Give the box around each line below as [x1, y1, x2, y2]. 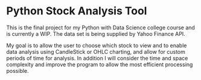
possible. [6, 67, 29, 74]
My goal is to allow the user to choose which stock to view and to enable [6, 42, 187, 49]
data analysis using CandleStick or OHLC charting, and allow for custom [6, 48, 186, 55]
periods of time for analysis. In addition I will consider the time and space [6, 54, 188, 61]
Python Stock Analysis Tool [6, 4, 147, 18]
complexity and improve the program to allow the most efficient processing [6, 61, 193, 68]
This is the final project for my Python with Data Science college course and [6, 24, 195, 31]
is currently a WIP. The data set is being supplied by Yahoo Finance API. [6, 30, 185, 37]
